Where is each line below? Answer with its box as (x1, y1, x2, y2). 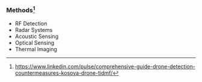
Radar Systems (14, 26, 53, 33)
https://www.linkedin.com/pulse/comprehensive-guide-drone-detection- (14, 63, 195, 70)
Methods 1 (6, 5, 35, 14)
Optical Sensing (14, 39, 55, 46)
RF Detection (14, 20, 47, 27)
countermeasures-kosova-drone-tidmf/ (14, 69, 113, 77)
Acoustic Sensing (14, 33, 59, 40)
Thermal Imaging (14, 45, 57, 52)
